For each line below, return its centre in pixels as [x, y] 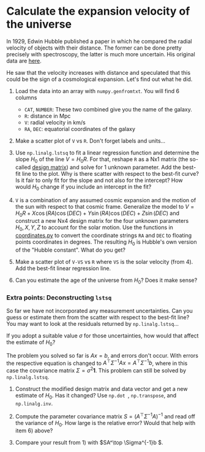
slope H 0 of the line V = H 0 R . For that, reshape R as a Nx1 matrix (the [102, 160]
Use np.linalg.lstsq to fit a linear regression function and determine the [107, 153]
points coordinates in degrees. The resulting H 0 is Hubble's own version [106, 243]
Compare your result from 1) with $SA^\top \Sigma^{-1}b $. [89, 443]
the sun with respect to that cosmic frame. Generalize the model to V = [105, 206]
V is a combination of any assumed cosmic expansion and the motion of [106, 200]
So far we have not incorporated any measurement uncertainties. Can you [99, 311]
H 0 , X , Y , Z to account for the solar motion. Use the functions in [94, 228]
